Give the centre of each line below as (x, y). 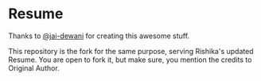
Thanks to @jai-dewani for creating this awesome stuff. (99, 36)
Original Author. (34, 67)
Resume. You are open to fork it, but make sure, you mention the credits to (130, 60)
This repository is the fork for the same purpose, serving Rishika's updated (131, 51)
